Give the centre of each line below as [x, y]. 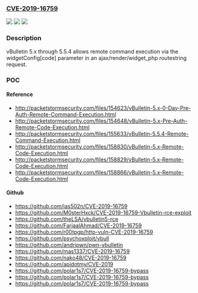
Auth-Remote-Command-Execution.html [65, 114]
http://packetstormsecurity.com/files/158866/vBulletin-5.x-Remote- [99, 172]
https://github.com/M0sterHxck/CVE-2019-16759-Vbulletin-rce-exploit [103, 212]
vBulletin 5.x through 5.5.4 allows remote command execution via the [92, 51]
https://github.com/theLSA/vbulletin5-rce [67, 219]
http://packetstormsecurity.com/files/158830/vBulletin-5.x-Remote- [99, 146]
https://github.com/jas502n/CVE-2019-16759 [71, 206]
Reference [20, 95]
